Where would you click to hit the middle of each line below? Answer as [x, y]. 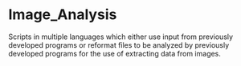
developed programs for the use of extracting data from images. [114, 53]
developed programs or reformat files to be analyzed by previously [119, 45]
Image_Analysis [63, 15]
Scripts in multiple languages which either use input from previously [121, 37]
